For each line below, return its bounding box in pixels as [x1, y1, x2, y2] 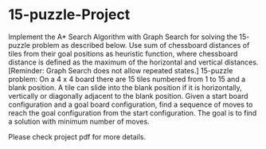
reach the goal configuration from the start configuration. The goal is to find [8, 108, 257, 117]
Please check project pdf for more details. [8, 131, 146, 141]
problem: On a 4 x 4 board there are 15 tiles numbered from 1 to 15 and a [8, 74, 245, 84]
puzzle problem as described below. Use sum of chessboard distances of [8, 40, 250, 49]
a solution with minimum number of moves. [8, 116, 150, 126]
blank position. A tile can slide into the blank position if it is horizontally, [8, 82, 243, 92]
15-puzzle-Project [8, 6, 131, 24]
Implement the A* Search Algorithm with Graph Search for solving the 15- [8, 32, 250, 41]
